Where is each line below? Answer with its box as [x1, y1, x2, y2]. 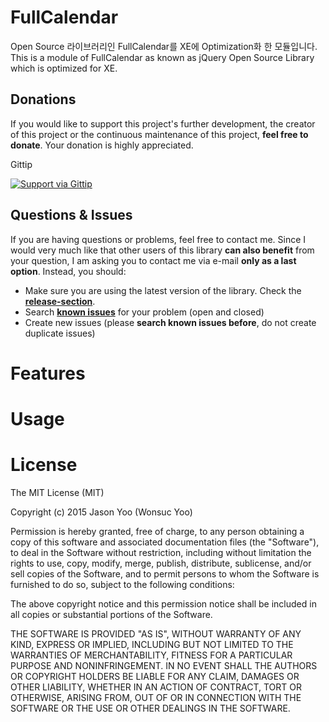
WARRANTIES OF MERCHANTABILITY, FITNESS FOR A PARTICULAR [10, 649, 293, 661]
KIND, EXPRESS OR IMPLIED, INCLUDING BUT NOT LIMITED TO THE [10, 638, 294, 650]
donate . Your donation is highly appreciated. [10, 139, 194, 151]
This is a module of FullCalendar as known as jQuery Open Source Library [10, 51, 315, 63]
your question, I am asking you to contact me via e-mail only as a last [10, 254, 297, 266]
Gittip [10, 158, 33, 170]
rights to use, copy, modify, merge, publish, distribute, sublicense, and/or [10, 557, 312, 569]
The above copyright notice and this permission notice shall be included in [10, 597, 317, 610]
